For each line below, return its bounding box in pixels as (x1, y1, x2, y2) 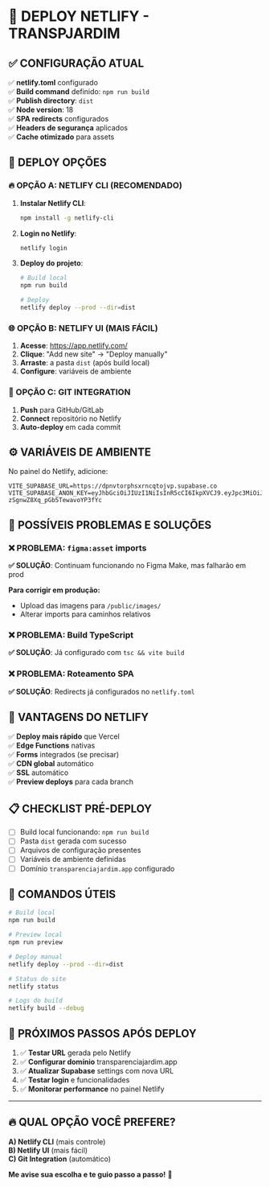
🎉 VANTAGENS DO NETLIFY (8, 711, 149, 724)
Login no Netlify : (19, 229, 77, 238)
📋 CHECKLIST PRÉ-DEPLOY (8, 802, 153, 815)
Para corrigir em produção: (8, 585, 100, 595)
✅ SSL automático (8, 768, 69, 777)
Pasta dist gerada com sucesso (19, 836, 127, 846)
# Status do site (8, 975, 67, 983)
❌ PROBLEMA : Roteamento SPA (8, 668, 134, 679)
